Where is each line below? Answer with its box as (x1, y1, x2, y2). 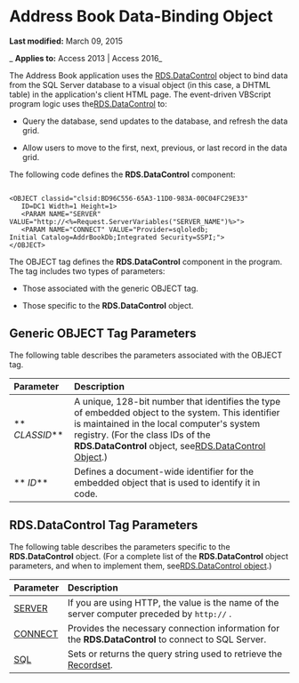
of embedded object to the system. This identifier (74, 406, 280, 419)
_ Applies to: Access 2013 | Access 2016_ (9, 52, 163, 63)
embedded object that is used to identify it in (74, 476, 261, 488)
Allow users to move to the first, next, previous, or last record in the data (21, 142, 287, 153)
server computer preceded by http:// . (67, 607, 232, 620)
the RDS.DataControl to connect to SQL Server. (67, 633, 267, 646)
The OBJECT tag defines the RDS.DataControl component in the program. (9, 256, 283, 267)
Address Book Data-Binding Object (9, 6, 273, 27)
